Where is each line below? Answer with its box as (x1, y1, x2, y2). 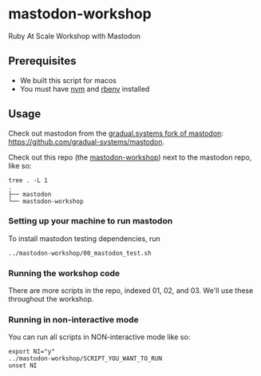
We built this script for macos (19, 75, 117, 85)
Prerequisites (8, 54, 77, 68)
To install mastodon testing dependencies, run (8, 233, 161, 243)
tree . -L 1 (8, 176, 48, 184)
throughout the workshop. (8, 295, 94, 304)
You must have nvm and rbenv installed (19, 84, 150, 93)
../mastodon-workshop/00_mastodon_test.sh (8, 249, 152, 257)
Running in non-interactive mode (8, 315, 140, 326)
